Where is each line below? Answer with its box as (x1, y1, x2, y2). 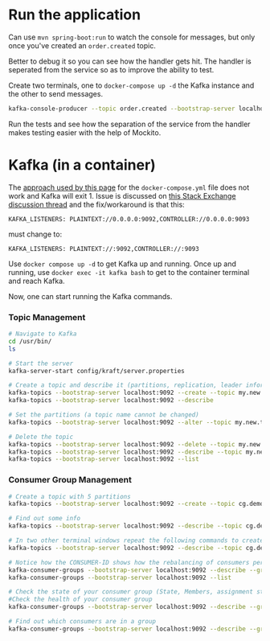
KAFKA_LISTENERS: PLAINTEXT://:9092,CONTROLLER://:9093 (8, 244, 199, 253)
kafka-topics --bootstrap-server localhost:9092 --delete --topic (8, 440, 235, 448)
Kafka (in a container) (8, 156, 157, 174)
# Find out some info (8, 515, 81, 523)
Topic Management (8, 311, 86, 323)
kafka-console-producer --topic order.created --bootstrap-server (8, 105, 235, 113)
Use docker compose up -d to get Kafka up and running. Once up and (8, 259, 237, 269)
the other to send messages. (8, 88, 103, 98)
